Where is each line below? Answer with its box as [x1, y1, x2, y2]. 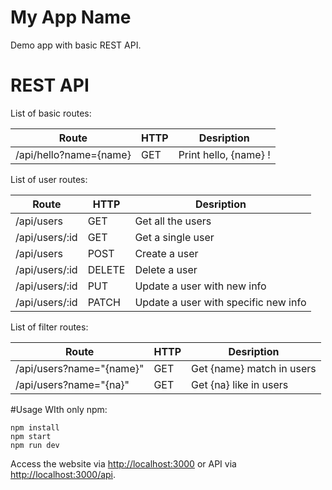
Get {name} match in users [191, 361, 317, 375]
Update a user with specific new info [134, 295, 307, 309]
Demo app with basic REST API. [10, 39, 142, 51]
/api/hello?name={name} [15, 147, 132, 161]
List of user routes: [10, 173, 88, 185]
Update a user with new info [134, 279, 267, 293]
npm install [10, 422, 60, 433]
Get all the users [134, 214, 212, 228]
